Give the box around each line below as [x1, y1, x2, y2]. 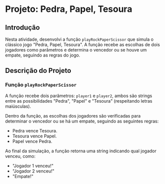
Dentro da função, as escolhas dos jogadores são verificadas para [5, 113, 141, 119]
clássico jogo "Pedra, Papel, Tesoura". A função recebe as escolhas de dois [5, 42, 160, 48]
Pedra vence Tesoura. [12, 127, 57, 133]
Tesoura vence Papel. [12, 133, 57, 139]
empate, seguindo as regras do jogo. [5, 52, 80, 58]
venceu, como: [5, 153, 36, 159]
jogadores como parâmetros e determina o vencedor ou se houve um [5, 47, 147, 53]
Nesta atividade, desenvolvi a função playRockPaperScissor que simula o [5, 36, 154, 42]
